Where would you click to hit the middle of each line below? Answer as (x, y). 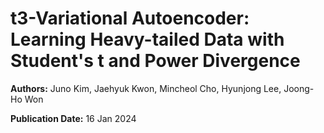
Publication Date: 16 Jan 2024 (73, 118)
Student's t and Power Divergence (155, 61)
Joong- (299, 88)
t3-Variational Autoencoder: (130, 18)
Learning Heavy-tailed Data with (147, 39)
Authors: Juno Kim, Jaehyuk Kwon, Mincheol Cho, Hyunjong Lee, (146, 88)
